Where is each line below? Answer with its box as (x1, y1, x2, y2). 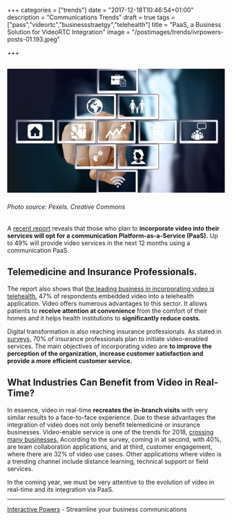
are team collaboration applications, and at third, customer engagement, (7, 442, 213, 451)
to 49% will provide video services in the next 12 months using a (7, 239, 191, 247)
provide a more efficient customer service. (7, 356, 133, 365)
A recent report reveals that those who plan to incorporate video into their (7, 224, 220, 233)
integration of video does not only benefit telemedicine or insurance (7, 421, 201, 429)
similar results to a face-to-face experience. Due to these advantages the (7, 413, 216, 421)
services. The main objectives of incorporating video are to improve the (7, 342, 212, 350)
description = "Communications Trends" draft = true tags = (7, 13, 176, 21)
